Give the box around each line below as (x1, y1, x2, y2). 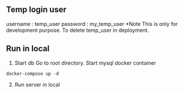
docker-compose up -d (6, 71, 59, 77)
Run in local (6, 44, 50, 54)
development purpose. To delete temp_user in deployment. (6, 26, 149, 34)
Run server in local (14, 81, 61, 88)
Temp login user (6, 5, 66, 15)
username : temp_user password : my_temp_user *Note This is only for (6, 20, 178, 27)
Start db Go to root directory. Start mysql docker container (14, 59, 156, 67)
